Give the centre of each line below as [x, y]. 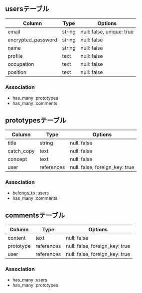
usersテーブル [27, 9]
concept [17, 159]
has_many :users [30, 280]
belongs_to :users [31, 193]
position [17, 72]
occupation [21, 64]
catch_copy [21, 151]
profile [15, 56]
